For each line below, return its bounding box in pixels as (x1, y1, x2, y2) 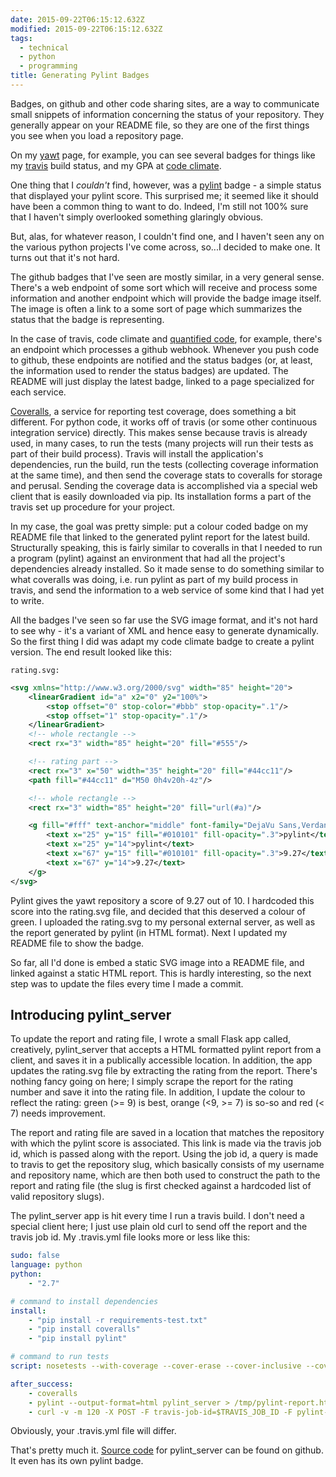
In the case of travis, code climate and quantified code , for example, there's (10, 332, 323, 345)
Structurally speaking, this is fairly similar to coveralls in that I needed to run (10, 541, 323, 553)
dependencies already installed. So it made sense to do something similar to (10, 562, 325, 575)
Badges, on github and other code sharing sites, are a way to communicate (10, 97, 320, 110)
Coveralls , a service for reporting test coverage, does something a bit (10, 405, 297, 417)
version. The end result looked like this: (10, 646, 172, 658)
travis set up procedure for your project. (10, 501, 176, 513)
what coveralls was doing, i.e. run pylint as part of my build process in (10, 573, 299, 585)
